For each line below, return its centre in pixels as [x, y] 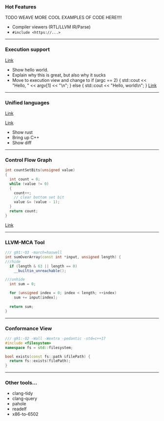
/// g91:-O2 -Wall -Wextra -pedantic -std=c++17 [55, 338]
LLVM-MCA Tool [25, 242]
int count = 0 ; [25, 179]
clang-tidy [22, 394]
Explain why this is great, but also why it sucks [59, 75]
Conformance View [29, 328]
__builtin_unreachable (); [40, 271]
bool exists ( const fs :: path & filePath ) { [48, 356]
